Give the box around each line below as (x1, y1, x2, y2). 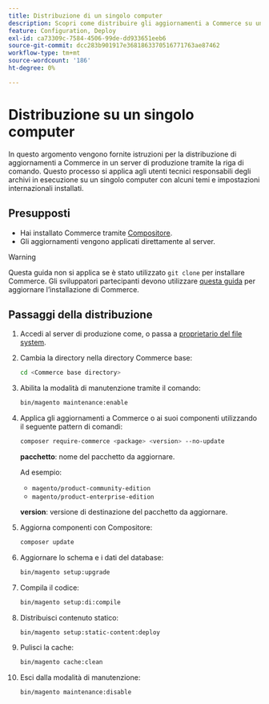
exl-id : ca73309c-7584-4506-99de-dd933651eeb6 (8, 34, 167, 43)
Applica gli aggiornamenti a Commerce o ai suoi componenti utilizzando (19, 413, 258, 423)
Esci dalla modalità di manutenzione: (19, 673, 141, 682)
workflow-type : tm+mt (8, 49, 81, 57)
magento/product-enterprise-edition (31, 493, 155, 501)
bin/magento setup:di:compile (19, 598, 122, 606)
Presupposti (8, 206, 70, 221)
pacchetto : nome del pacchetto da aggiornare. (19, 451, 175, 462)
